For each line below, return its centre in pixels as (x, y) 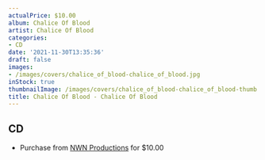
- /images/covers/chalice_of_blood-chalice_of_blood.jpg (104, 74)
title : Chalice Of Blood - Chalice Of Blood (83, 97)
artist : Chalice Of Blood (51, 30)
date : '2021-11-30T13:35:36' (56, 52)
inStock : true (32, 82)
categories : (28, 38)
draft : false (30, 60)
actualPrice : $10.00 (42, 15)
